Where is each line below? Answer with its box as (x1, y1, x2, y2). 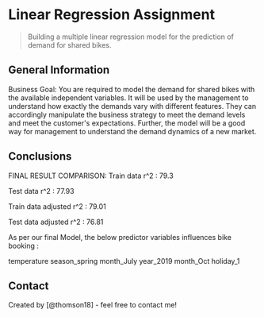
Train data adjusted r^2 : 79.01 (8, 201, 107, 211)
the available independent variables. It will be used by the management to (8, 93, 249, 102)
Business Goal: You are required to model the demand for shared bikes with (8, 84, 255, 94)
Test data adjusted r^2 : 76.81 (8, 217, 104, 226)
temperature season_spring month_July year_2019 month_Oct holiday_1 (8, 256, 240, 265)
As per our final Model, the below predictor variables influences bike (8, 232, 232, 242)
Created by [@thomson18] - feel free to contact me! (8, 300, 177, 310)
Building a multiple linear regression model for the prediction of (27, 32, 234, 41)
